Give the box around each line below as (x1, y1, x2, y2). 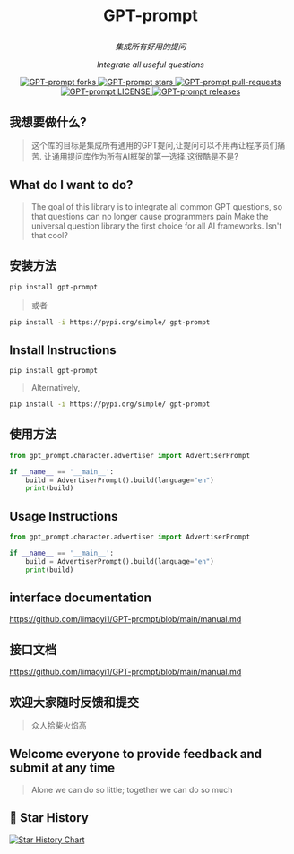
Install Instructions (9, 342, 117, 358)
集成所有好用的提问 (115, 41, 186, 52)
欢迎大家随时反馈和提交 (9, 694, 139, 710)
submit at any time (9, 761, 116, 776)
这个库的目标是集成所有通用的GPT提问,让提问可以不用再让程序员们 (30, 140, 278, 151)
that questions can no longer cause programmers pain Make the (30, 211, 269, 221)
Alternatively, (30, 383, 81, 393)
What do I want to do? (9, 177, 134, 193)
